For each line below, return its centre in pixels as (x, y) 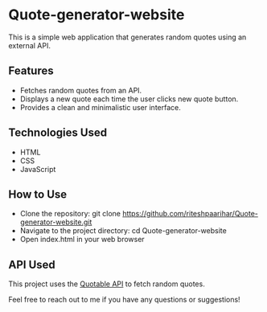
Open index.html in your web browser (82, 240)
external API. (29, 45)
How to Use (38, 194)
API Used (32, 264)
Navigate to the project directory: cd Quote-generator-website (123, 231)
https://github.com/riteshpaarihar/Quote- (190, 214)
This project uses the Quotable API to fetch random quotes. (107, 284)
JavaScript (38, 169)
